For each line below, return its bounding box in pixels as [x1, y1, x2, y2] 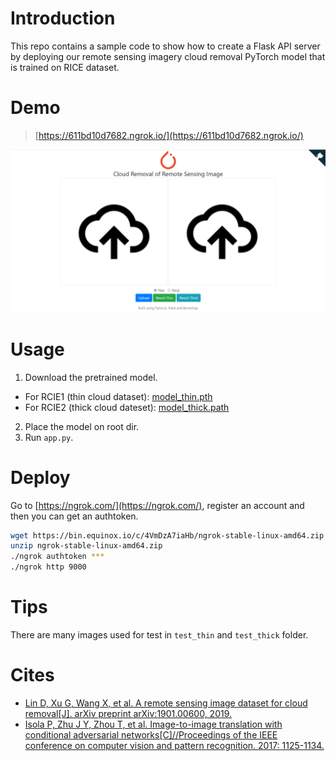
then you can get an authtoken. [10, 510, 139, 522]
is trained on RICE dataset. [10, 61, 120, 73]
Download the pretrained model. [24, 371, 158, 383]
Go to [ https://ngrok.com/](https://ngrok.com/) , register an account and [10, 499, 305, 511]
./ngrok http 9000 [10, 562, 87, 572]
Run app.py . [24, 431, 74, 443]
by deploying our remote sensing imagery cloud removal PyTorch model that [10, 50, 326, 62]
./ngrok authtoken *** [10, 552, 105, 562]
